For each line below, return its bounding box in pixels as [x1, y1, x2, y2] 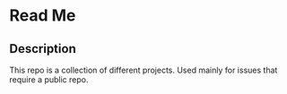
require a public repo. [9, 74, 89, 85]
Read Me [9, 5, 76, 26]
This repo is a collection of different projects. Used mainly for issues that [9, 64, 278, 75]
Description [9, 41, 76, 56]
